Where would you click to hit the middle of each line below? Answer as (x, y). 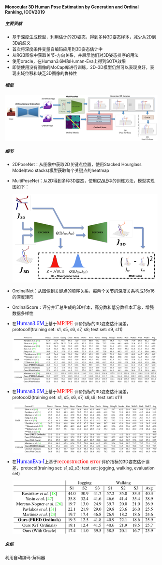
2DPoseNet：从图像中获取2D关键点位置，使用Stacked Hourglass (77, 165)
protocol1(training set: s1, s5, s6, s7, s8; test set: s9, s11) (67, 329)
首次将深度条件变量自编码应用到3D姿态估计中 (57, 49)
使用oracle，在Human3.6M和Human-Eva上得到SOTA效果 (69, 61)
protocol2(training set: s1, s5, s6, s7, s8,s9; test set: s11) (67, 397)
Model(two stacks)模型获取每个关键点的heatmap (61, 170)
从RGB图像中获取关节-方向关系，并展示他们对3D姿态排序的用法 (75, 55)
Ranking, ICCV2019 (25, 12)
